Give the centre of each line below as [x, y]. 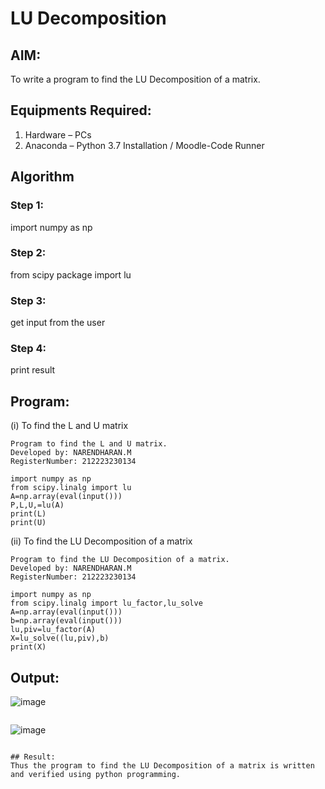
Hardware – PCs [58, 134]
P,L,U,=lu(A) [37, 505]
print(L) [28, 514]
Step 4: [28, 349]
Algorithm [42, 177]
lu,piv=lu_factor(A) [53, 630]
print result [33, 370]
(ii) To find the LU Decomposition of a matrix [101, 541]
